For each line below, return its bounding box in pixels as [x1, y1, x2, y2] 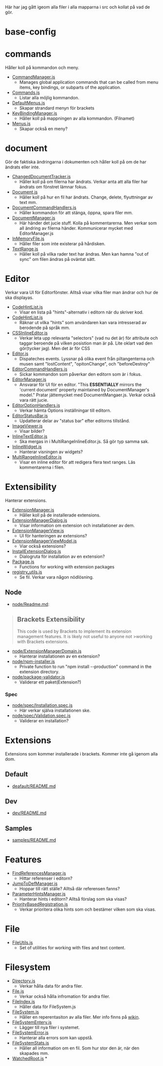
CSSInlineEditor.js [12, 330, 48, 335]
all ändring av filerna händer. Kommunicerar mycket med [19, 225, 133, 231]
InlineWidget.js [12, 444, 42, 449]
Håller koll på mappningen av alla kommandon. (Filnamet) [19, 115, 135, 121]
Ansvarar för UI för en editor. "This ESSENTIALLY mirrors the [19, 382, 142, 387]
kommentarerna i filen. [19, 464, 65, 470]
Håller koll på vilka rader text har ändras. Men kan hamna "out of [19, 251, 149, 257]
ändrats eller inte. [5, 164, 40, 170]
